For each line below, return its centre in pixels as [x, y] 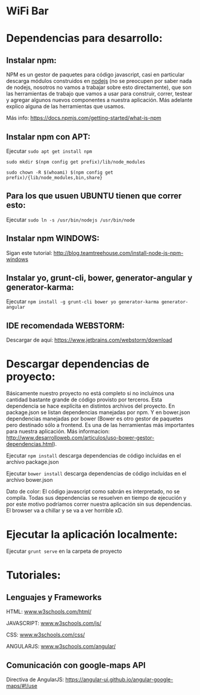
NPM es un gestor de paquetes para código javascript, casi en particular [96, 75]
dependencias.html [30, 444]
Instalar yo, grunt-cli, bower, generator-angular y [99, 278]
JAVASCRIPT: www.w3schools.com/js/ [54, 623]
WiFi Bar [27, 11]
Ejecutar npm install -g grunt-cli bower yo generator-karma [83, 302]
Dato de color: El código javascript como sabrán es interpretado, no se [93, 491]
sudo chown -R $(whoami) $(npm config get [60, 173]
